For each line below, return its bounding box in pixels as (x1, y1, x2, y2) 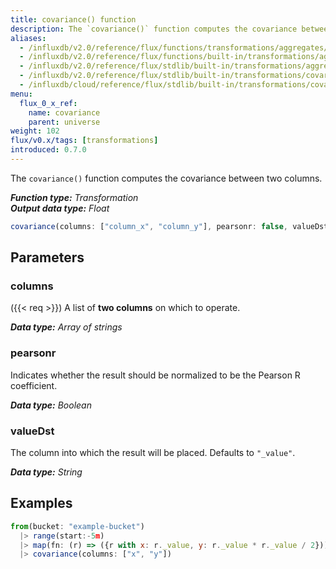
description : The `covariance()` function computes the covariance (10, 24, 298, 34)
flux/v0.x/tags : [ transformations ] (10, 136, 159, 146)
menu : (10, 89, 33, 99)
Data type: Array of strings (10, 321, 123, 333)
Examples (10, 495, 73, 512)
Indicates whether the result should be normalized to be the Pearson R (10, 369, 301, 381)
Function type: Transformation (10, 191, 139, 203)
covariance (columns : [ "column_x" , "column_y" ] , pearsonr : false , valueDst (10, 221, 329, 231)
